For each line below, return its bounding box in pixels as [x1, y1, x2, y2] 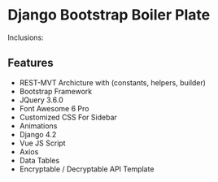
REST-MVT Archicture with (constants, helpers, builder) [19, 77, 207, 87]
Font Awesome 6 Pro [19, 103, 89, 113]
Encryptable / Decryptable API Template [19, 164, 155, 174]
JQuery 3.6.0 [19, 95, 63, 105]
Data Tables [19, 155, 60, 165]
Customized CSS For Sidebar [19, 112, 117, 122]
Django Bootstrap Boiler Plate [7, 6, 211, 24]
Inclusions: [7, 32, 44, 42]
